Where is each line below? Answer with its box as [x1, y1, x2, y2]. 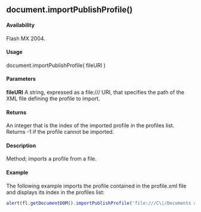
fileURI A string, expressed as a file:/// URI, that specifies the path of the [6, 89, 184, 96]
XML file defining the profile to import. [6, 95, 100, 102]
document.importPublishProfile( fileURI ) [6, 62, 106, 69]
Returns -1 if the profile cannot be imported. [6, 128, 114, 136]
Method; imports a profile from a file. [6, 155, 97, 162]
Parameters [6, 75, 36, 82]
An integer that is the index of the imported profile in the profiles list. [6, 122, 175, 129]
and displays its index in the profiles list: [6, 188, 105, 196]
